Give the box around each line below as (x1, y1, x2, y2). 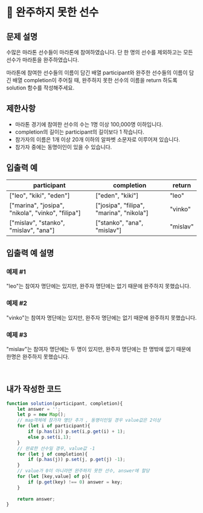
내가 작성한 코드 (6, 384, 62, 395)
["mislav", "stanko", (9, 218, 65, 227)
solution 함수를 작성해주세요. (6, 84, 74, 91)
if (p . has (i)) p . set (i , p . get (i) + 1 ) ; (28, 428, 126, 435)
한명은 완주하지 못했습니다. (6, 353, 69, 360)
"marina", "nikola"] (95, 208, 149, 217)
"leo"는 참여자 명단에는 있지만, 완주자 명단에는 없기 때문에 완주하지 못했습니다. (6, 282, 192, 290)
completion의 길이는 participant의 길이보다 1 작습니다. (14, 128, 144, 135)
